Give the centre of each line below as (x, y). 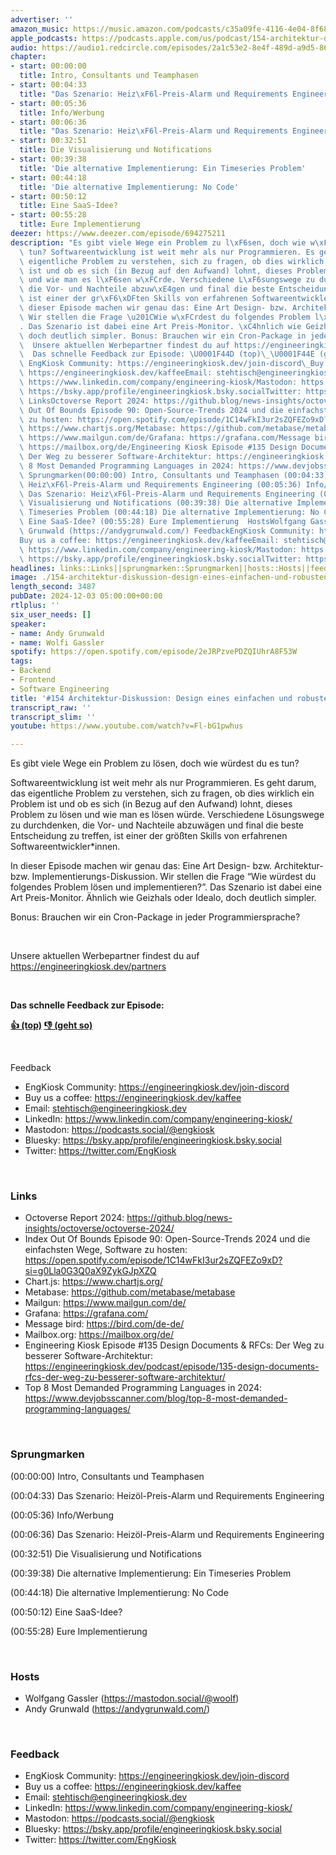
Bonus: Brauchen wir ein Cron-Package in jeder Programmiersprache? (155, 917)
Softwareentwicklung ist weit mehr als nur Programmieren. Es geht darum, (163, 783)
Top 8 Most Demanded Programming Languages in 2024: (143, 1388)
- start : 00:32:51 (48, 141)
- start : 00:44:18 (48, 177)
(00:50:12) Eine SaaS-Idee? (66, 1612)
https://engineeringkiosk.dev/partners (88, 967)
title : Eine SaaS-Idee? (68, 206)
